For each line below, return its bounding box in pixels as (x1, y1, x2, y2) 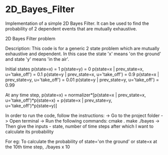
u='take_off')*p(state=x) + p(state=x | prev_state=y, (5, 97, 112, 103)
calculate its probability (5, 128, 54, 135)
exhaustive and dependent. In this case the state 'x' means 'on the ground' (5, 51, 161, 57)
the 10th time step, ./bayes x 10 (5, 143, 70, 150)
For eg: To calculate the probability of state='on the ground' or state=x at (5, 138, 157, 144)
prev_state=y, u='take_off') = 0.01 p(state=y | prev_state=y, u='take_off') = (5, 76, 159, 83)
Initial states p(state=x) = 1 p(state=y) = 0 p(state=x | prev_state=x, (5, 66, 144, 72)
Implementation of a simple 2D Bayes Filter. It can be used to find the (5, 20, 149, 26)
